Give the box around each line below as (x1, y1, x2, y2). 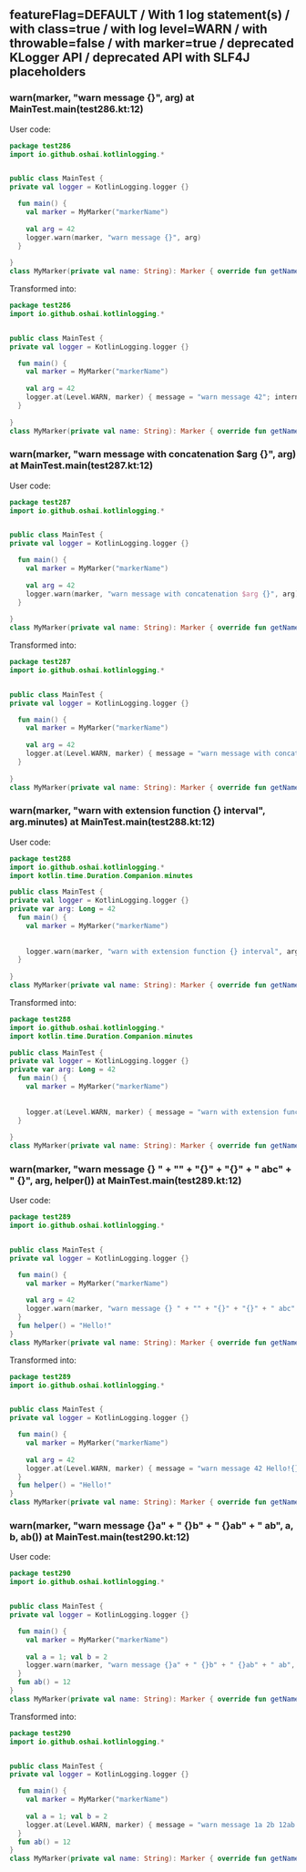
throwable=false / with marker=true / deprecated (9, 36, 294, 51)
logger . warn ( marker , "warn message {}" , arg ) (25, 232, 202, 242)
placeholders (9, 64, 87, 80)
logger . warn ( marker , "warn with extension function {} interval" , (25, 946, 283, 956)
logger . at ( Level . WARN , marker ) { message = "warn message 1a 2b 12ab (25, 1820, 296, 1829)
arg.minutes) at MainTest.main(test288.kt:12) (9, 815, 216, 828)
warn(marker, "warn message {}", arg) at (9, 91, 195, 104)
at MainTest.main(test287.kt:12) (9, 459, 153, 472)
